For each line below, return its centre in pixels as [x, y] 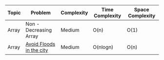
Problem [41, 13]
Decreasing [39, 30]
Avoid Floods [41, 44]
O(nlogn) [103, 47]
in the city [37, 50]
